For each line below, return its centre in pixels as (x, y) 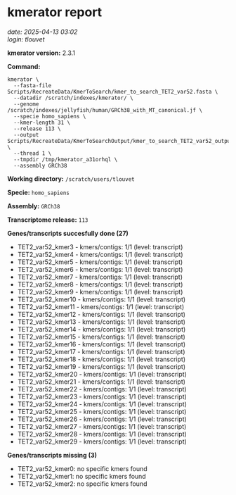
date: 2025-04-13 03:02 (42, 32)
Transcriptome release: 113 (48, 220)
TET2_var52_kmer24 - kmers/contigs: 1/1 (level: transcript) (102, 404)
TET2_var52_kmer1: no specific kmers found (81, 476)
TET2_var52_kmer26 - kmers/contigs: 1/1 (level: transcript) (102, 419)
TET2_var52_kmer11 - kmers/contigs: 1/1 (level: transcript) (101, 306)
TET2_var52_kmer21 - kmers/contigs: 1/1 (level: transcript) (101, 382)
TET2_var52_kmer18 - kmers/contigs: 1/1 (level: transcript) (101, 359)
